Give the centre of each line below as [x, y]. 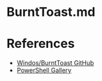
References [41, 44]
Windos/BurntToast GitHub [55, 63]
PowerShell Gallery [44, 71]
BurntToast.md [51, 12]
